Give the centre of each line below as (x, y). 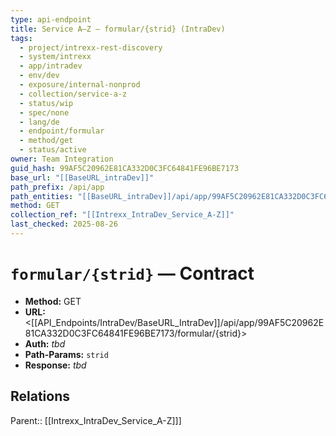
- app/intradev (51, 66)
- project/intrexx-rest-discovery (91, 47)
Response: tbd (55, 365)
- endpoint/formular (62, 131)
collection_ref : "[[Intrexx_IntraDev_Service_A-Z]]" (122, 215)
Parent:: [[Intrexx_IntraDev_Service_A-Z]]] (96, 420)
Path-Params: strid (66, 354)
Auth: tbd (45, 343)
